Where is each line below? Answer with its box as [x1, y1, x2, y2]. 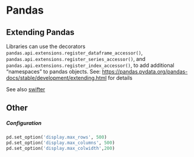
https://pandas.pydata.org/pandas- [102, 68, 188, 75]
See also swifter [6, 86, 46, 92]
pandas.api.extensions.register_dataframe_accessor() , [6, 49, 143, 56]
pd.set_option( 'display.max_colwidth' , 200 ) [6, 146, 115, 152]
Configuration [6, 119, 42, 126]
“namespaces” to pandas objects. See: [6, 68, 101, 75]
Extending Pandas [6, 27, 75, 37]
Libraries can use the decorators [6, 43, 86, 50]
